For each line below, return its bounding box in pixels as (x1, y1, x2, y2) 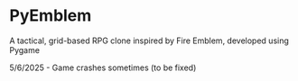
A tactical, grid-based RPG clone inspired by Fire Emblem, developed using (9, 35, 289, 46)
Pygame (9, 44, 41, 55)
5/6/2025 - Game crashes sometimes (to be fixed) (9, 62, 197, 73)
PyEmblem (9, 5, 92, 26)
